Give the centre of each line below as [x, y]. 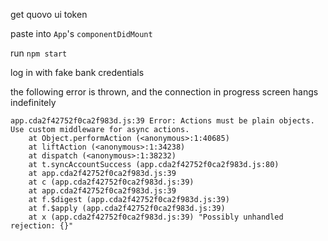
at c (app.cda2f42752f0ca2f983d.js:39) [111, 182]
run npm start [39, 53]
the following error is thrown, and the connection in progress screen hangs [164, 92]
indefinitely [33, 102]
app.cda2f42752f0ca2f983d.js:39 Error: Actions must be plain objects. [162, 121]
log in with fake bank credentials [77, 72]
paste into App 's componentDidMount [81, 33]
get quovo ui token [49, 14]
